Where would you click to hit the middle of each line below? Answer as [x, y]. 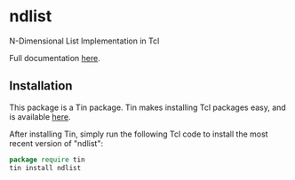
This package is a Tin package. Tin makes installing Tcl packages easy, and [147, 107]
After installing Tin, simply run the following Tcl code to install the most [139, 134]
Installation [41, 86]
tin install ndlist [45, 168]
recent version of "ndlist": [56, 143]
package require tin [48, 160]
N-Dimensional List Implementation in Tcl [84, 41]
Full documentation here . [55, 58]
